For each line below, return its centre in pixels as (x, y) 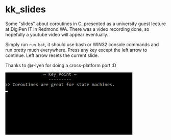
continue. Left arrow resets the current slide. (52, 55)
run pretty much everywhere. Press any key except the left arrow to (76, 50)
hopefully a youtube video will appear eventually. (57, 34)
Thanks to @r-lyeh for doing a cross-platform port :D (61, 65)
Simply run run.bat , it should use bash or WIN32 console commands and (82, 44)
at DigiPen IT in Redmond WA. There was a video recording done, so (77, 29)
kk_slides (26, 9)
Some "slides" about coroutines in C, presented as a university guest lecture (86, 24)
